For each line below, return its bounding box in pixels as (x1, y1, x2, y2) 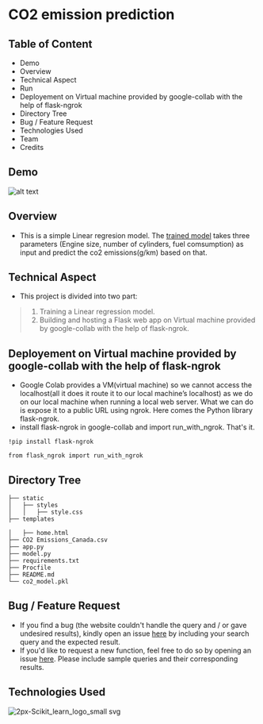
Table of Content (8, 37, 93, 51)
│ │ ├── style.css (8, 508, 83, 517)
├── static (8, 495, 44, 503)
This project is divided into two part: (19, 291, 138, 301)
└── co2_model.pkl (8, 578, 69, 586)
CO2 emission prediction (8, 6, 175, 24)
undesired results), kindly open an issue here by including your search (19, 629, 250, 638)
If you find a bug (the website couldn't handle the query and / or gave (19, 620, 247, 630)
